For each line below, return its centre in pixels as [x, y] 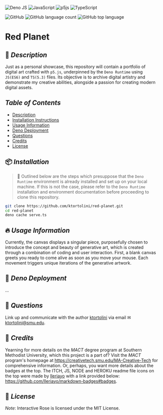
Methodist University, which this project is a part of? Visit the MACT [73, 355]
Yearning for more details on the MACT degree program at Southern [74, 350]
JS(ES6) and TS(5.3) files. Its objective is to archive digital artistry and [75, 77]
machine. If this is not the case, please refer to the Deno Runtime [81, 187]
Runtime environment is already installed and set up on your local [82, 181]
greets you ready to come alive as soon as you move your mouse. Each [77, 258]
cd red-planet [20, 211]
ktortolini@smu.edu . [25, 322]
